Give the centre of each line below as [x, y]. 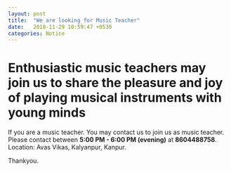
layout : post [27, 14]
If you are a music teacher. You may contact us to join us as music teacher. [116, 132]
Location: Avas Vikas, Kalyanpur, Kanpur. [67, 147]
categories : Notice [37, 33]
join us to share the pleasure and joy [115, 83]
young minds [47, 113]
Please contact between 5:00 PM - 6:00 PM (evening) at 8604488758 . [112, 140]
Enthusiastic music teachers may [107, 68]
